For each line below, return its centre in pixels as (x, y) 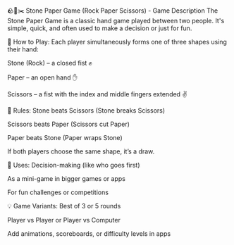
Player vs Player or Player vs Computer (64, 220)
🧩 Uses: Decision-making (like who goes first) (74, 165)
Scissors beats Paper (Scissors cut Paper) (69, 124)
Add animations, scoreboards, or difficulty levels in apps (89, 234)
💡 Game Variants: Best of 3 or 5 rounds (64, 206)
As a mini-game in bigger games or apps (66, 178)
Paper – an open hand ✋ (43, 77)
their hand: (23, 49)
